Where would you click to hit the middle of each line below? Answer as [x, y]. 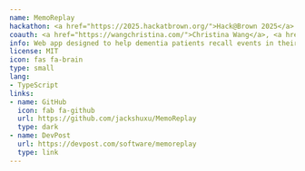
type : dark [38, 128]
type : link [38, 152]
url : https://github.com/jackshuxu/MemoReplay [107, 119]
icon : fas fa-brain [46, 60]
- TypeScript [34, 85]
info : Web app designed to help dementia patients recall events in [142, 43]
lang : [20, 77]
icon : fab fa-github [56, 110]
